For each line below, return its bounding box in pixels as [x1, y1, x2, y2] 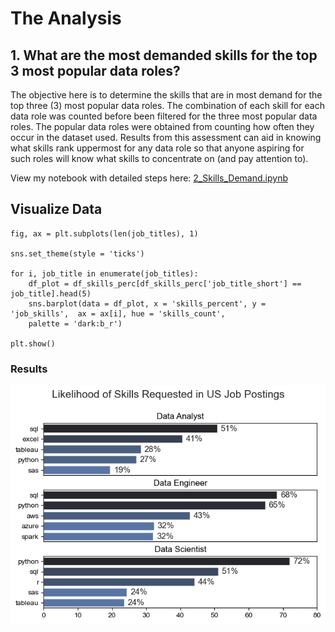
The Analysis [10, 7, 122, 30]
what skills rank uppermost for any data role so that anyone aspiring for [10, 142, 305, 154]
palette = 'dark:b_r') [28, 318, 123, 329]
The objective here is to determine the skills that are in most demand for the [10, 89, 323, 101]
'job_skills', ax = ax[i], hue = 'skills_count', [10, 308, 226, 319]
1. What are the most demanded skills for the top [10, 47, 318, 64]
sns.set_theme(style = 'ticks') [10, 248, 145, 259]
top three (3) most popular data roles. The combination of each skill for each [10, 100, 325, 111]
